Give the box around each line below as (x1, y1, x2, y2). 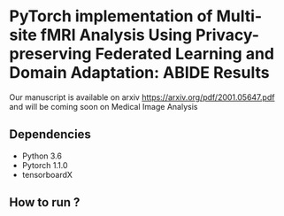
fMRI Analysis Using (40, 25, 193, 45)
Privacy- (196, 25, 259, 45)
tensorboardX (21, 169, 73, 180)
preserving (9, 44, 92, 64)
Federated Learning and (95, 44, 274, 64)
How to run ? (9, 195, 81, 210)
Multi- (216, 6, 263, 27)
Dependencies (9, 127, 91, 143)
